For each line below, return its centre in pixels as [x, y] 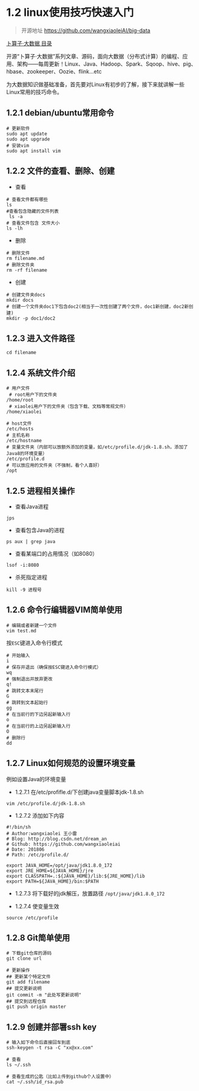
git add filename [28, 982]
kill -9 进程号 [24, 590]
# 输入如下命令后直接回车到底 [39, 1042]
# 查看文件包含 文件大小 [33, 223]
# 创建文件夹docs [26, 295]
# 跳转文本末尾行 [25, 691]
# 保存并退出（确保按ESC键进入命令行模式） [54, 667]
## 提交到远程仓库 [26, 1002]
